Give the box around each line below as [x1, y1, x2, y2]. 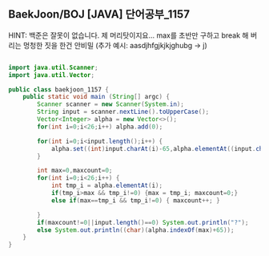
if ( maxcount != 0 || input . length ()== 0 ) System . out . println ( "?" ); [37, 218, 249, 226]
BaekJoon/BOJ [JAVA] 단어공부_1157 [8, 7, 191, 22]
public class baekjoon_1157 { [8, 85, 110, 94]
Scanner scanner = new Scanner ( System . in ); [37, 100, 184, 108]
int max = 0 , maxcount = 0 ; [37, 167, 113, 175]
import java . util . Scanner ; [8, 63, 98, 71]
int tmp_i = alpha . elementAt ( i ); [50, 181, 163, 190]
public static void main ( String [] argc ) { [22, 93, 171, 101]
